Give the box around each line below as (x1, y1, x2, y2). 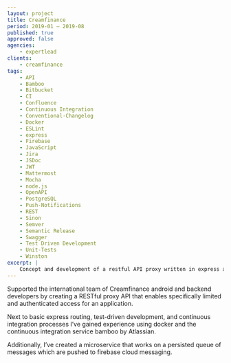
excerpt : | (7, 259, 38, 266)
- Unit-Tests (19, 247, 57, 254)
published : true (7, 29, 54, 36)
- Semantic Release (19, 228, 76, 234)
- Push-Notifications (19, 202, 81, 209)
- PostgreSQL (19, 195, 57, 203)
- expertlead (19, 49, 57, 56)
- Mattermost (19, 170, 57, 177)
